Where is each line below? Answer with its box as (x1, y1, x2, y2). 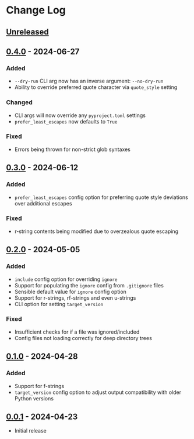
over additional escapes (14, 200, 72, 207)
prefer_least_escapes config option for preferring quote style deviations (14, 194, 188, 201)
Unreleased (6, 27, 50, 37)
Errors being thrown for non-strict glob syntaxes (14, 146, 131, 153)
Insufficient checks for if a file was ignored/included (14, 328, 140, 335)
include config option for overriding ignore (14, 276, 118, 283)
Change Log (6, 4, 66, 17)
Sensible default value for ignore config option (14, 288, 127, 295)
